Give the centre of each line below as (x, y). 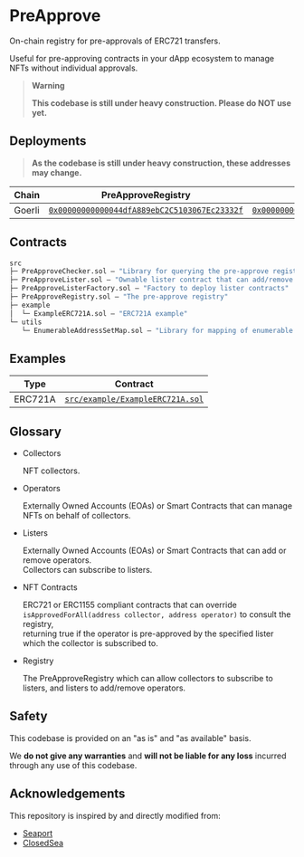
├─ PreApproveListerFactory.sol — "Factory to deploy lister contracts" (149, 289)
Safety (28, 716)
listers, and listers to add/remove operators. (104, 688)
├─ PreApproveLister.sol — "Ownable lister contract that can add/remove (152, 280)
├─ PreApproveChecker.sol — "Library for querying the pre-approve (139, 271)
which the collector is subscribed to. (90, 643)
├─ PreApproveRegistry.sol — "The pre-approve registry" (119, 297)
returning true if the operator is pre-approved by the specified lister (148, 633)
